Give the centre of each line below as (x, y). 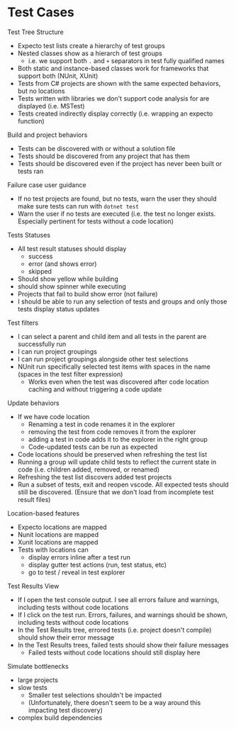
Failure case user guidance (47, 184)
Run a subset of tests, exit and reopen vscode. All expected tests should (123, 484)
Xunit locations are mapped (58, 542)
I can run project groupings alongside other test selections (103, 359)
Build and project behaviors (47, 135)
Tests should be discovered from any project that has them (103, 156)
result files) (34, 499)
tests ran (30, 171)
